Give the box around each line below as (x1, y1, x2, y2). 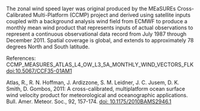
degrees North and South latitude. (6, 43, 90, 50)
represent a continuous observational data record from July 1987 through (6, 30, 187, 38)
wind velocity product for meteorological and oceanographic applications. (6, 92, 188, 98)
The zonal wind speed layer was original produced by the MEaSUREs (6, 5, 176, 12)
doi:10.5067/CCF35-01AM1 (6, 67, 72, 74)
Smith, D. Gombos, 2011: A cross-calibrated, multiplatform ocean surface (6, 85, 185, 92)
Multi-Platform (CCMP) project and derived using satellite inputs (32, 11, 191, 18)
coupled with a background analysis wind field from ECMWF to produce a (6, 18, 188, 24)
